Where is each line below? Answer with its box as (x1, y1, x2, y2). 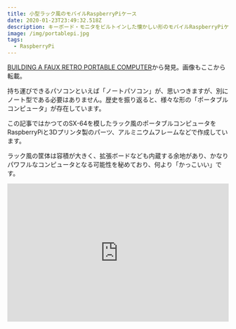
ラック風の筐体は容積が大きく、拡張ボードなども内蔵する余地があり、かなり (7, 152, 229, 160)
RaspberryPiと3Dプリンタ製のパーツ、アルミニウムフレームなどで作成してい (7, 128, 228, 136)
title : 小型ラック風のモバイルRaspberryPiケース (7, 10, 137, 18)
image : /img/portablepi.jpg (7, 29, 90, 37)
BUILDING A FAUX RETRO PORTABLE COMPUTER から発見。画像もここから (7, 63, 226, 71)
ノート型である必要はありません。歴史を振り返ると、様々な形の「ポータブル (7, 95, 228, 104)
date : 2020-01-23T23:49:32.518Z (7, 17, 102, 24)
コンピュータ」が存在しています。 (7, 105, 105, 112)
